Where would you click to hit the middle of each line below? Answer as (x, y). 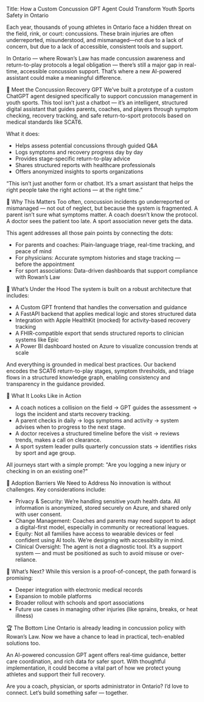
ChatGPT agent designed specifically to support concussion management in (102, 96)
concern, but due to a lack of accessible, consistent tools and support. (95, 46)
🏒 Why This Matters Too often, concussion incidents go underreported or (98, 202)
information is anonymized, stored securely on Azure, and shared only (103, 508)
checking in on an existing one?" (47, 471)
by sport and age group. (45, 453)
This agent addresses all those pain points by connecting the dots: (90, 233)
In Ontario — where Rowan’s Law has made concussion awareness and (96, 58)
